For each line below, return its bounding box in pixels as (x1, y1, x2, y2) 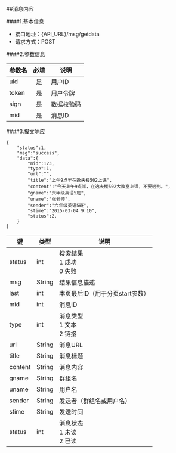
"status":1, (17, 145, 47, 151)
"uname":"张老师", (27, 196, 70, 202)
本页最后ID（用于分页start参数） (59, 290, 150, 297)
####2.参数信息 (6, 51, 46, 58)
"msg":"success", (17, 150, 60, 156)
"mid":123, (27, 160, 55, 166)
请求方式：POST (14, 38, 55, 45)
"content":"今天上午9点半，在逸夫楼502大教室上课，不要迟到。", (27, 184, 171, 190)
